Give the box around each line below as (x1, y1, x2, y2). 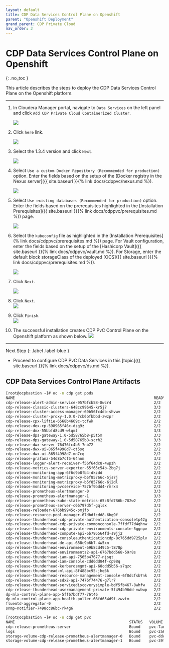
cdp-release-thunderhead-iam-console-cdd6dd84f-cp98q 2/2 (6, 559, 161, 564)
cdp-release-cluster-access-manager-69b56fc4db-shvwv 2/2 (6, 410, 161, 415)
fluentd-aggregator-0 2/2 (6, 601, 161, 606)
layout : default (6, 7, 40, 13)
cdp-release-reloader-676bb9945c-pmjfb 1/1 (6, 508, 161, 513)
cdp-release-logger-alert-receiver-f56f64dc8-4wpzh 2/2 (6, 461, 161, 466)
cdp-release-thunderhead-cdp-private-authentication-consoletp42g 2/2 (6, 517, 161, 522)
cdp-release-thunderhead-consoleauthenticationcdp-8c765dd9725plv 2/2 (6, 536, 161, 541)
